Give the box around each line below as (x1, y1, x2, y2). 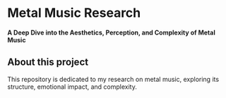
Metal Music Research (7, 5, 141, 21)
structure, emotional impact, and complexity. (7, 82, 138, 91)
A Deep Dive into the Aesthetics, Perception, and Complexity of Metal (7, 28, 215, 37)
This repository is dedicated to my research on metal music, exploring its (7, 75, 220, 83)
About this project (7, 56, 89, 68)
